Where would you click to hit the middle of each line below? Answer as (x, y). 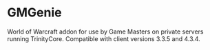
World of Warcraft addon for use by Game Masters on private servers (105, 32)
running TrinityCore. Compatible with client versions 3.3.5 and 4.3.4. (104, 38)
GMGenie (34, 13)
